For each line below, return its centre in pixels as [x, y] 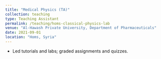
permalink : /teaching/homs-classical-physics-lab [58, 23]
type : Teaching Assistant [32, 19]
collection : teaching [28, 14]
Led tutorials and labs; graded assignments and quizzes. [70, 51]
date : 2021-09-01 [23, 32]
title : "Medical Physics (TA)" [38, 10]
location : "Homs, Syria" [31, 37]
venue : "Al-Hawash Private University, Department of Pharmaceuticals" [81, 28]
